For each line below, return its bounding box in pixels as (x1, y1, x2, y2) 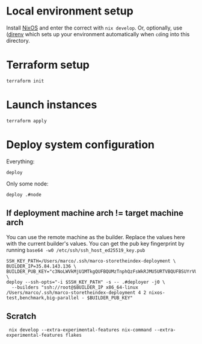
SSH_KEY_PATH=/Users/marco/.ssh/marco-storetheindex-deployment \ (6, 258, 176, 264)
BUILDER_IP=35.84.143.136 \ (6, 263, 77, 269)
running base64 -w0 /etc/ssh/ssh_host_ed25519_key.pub (6, 246, 145, 254)
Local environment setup (6, 4, 133, 18)
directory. (6, 37, 30, 44)
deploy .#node (6, 192, 42, 198)
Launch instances (6, 98, 97, 112)
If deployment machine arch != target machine (6, 208, 183, 218)
